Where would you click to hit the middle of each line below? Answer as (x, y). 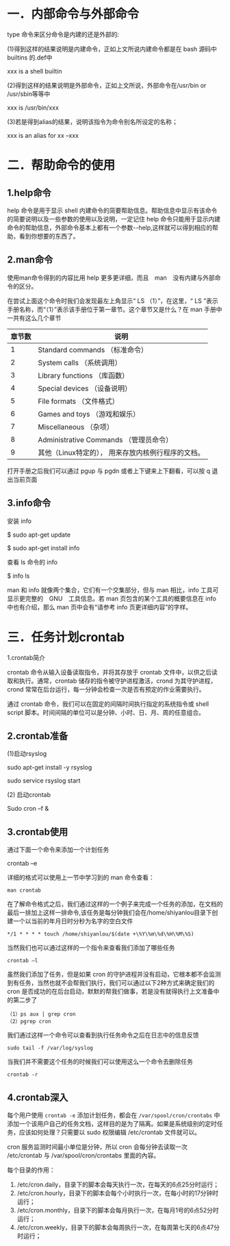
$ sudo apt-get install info (43, 548)
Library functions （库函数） (84, 376)
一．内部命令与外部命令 (73, 14)
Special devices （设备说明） (85, 388)
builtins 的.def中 (30, 57)
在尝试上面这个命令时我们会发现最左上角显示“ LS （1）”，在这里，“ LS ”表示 (113, 301)
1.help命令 (29, 193)
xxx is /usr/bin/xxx (33, 108)
